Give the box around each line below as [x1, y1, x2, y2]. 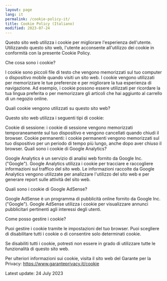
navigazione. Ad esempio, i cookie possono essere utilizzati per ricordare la [5, 85, 161, 91]
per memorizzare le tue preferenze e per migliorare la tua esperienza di [5, 80, 152, 86]
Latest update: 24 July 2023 [5, 271, 63, 277]
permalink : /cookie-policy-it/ [5, 16, 70, 21]
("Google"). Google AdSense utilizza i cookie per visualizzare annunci [5, 201, 149, 207]
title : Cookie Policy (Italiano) [5, 21, 75, 26]
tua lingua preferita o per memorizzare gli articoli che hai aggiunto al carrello [5, 91, 163, 96]
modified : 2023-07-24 [5, 26, 50, 31]
